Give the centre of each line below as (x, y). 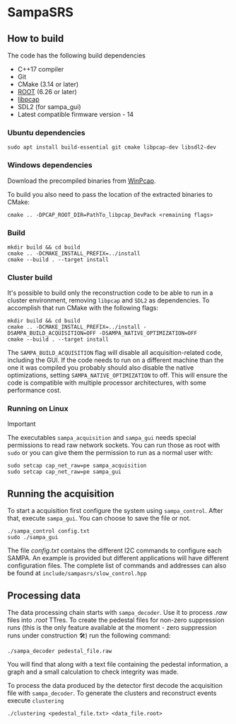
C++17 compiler (41, 69)
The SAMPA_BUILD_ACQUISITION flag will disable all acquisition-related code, (115, 353)
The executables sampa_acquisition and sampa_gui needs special (102, 438)
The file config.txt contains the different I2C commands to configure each (114, 550)
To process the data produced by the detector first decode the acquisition (115, 686)
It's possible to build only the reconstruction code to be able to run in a (110, 293)
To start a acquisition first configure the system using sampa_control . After (115, 511)
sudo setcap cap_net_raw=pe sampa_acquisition (77, 466)
